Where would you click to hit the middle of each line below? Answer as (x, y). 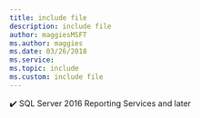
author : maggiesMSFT (49, 34)
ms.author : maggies (46, 43)
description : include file (60, 26)
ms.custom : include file (56, 77)
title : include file (49, 18)
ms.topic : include (44, 69)
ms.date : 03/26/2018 (49, 52)
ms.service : (32, 60)
